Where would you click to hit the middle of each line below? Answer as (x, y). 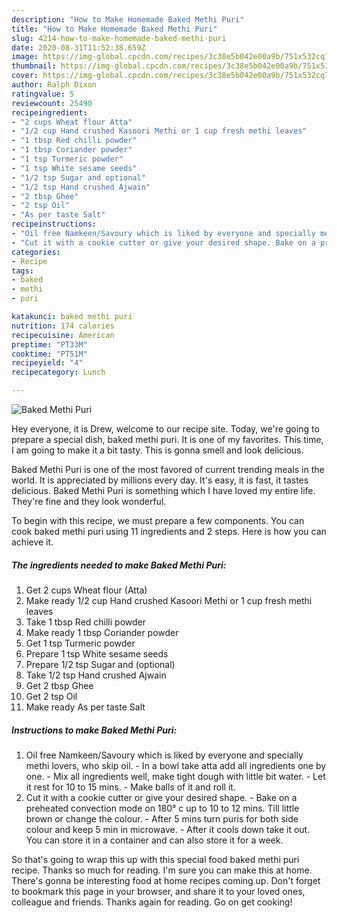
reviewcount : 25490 (52, 103)
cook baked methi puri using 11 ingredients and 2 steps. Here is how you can (169, 531)
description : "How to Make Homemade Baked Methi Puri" (128, 19)
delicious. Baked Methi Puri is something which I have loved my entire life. (163, 490)
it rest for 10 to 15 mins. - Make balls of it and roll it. (130, 787)
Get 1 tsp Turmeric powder (80, 643)
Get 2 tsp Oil (51, 696)
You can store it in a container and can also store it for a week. (154, 840)
